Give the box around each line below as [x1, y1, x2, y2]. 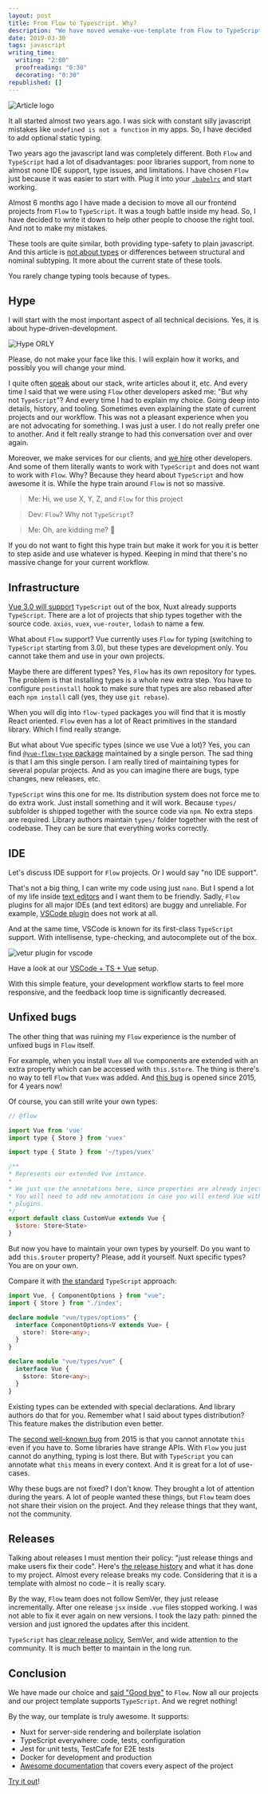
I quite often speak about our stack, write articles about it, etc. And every [8, 378, 248, 388]
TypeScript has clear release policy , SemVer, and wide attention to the [8, 1635, 238, 1645]
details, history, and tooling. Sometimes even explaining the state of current [8, 404, 257, 413]
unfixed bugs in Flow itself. [8, 1040, 96, 1049]
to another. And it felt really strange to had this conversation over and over [8, 429, 253, 439]
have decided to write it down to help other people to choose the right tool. [8, 215, 254, 224]
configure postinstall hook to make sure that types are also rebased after [8, 684, 254, 693]
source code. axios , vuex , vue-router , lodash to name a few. [8, 619, 205, 629]
